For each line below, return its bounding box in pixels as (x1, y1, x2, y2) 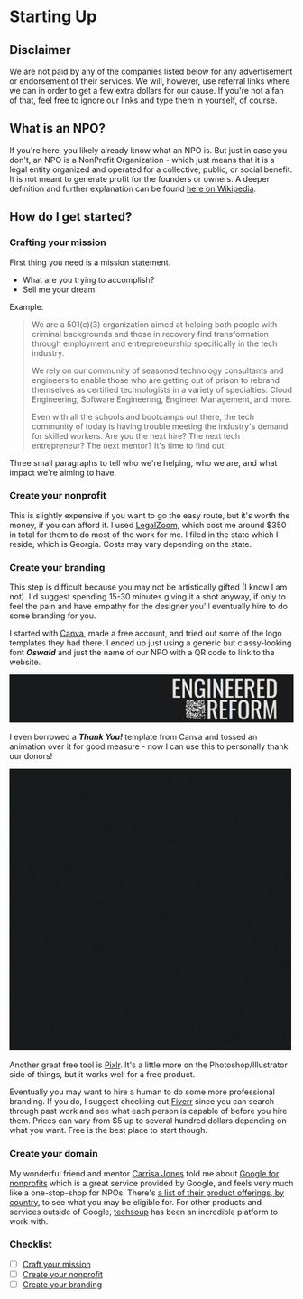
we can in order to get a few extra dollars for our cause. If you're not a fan (9, 86, 284, 96)
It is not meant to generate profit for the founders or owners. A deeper (9, 173, 271, 184)
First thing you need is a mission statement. (9, 257, 171, 268)
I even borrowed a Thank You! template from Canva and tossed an (9, 732, 258, 743)
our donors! (9, 751, 53, 762)
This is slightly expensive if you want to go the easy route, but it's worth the (9, 509, 290, 520)
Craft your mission (22, 1258, 92, 1269)
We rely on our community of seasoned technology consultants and (31, 365, 284, 376)
